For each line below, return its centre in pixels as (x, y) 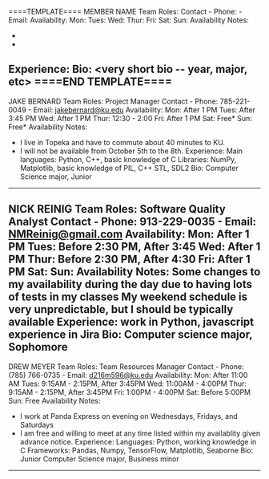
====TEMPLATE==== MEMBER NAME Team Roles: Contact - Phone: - (125, 12)
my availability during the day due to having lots (130, 284)
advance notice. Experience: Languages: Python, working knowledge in (138, 441)
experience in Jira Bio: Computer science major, (130, 335)
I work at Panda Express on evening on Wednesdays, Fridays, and (128, 416)
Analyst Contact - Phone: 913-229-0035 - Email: (132, 222)
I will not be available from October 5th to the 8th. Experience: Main (131, 151)
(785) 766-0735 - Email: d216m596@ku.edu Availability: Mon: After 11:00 (128, 375)
